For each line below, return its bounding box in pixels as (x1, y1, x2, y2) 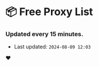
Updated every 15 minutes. (5, 30, 84, 39)
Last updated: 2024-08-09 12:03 (13, 43, 91, 50)
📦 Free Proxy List (5, 5, 93, 19)
